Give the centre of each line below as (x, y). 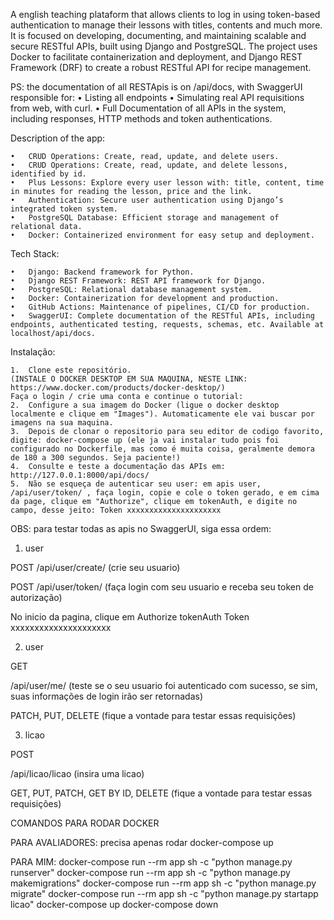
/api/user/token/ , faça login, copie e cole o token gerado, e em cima (165, 493)
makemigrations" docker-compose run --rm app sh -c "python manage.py (163, 883)
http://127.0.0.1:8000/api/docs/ (80, 475)
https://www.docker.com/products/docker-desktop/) (118, 388)
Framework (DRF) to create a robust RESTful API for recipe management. (161, 67)
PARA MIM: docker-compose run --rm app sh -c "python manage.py (151, 862)
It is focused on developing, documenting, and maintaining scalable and (158, 35)
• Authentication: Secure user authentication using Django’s (147, 200)
